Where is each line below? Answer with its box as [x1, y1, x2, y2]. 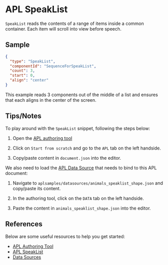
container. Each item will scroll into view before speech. [5, 25, 122, 32]
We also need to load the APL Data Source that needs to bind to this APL [5, 164, 157, 171]
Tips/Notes [5, 112, 42, 121]
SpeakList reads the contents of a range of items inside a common [5, 20, 144, 26]
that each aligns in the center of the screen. [5, 97, 96, 103]
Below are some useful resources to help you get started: [5, 233, 125, 240]
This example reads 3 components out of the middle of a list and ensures [5, 92, 158, 98]
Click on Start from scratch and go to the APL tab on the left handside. [12, 145, 161, 151]
